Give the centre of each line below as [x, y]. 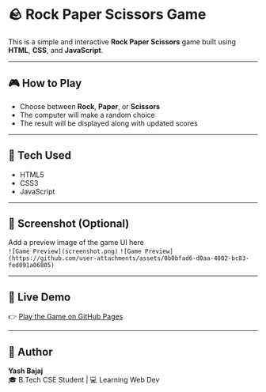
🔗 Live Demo [40, 297]
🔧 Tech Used [40, 155]
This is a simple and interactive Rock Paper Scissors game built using [122, 41]
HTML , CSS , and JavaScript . [56, 50]
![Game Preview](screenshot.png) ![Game [75, 252]
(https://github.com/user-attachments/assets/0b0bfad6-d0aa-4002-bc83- [129, 258]
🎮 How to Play [45, 83]
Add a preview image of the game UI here [76, 243]
